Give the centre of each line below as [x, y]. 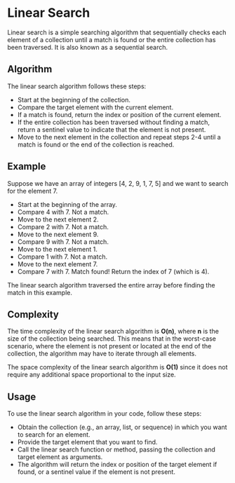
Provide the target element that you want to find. [87, 442]
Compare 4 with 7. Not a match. [63, 212]
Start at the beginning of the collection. [74, 100]
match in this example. [40, 292]
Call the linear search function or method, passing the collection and [116, 449]
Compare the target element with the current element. [95, 107]
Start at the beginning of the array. [67, 204]
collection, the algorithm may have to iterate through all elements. [102, 354]
